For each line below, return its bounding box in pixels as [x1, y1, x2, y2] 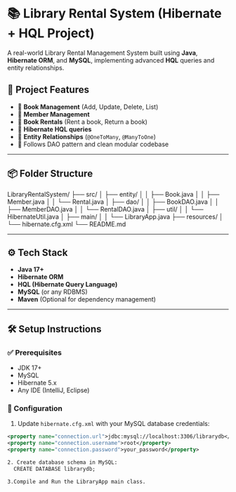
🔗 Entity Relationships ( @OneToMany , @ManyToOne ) [17, 132, 157, 141]
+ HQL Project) [7, 25, 95, 41]
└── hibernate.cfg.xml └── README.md [7, 219, 126, 228]
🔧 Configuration [7, 403, 63, 413]
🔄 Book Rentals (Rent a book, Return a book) [17, 117, 147, 126]
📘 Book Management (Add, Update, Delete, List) [17, 103, 159, 111]
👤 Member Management [17, 110, 90, 118]
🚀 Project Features [7, 84, 90, 96]
